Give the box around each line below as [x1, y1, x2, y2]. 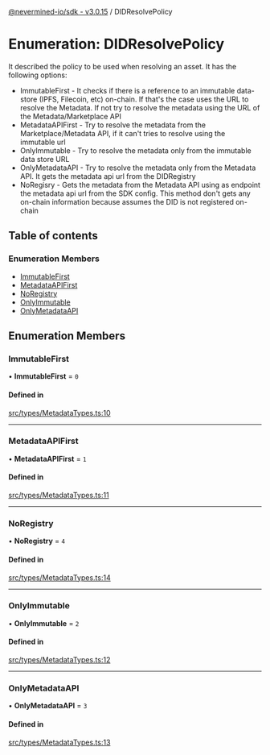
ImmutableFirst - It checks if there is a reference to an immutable [19, 85, 235, 95]
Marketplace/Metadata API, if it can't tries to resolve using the [19, 128, 226, 138]
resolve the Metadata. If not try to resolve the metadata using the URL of [19, 102, 260, 112]
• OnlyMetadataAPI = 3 [8, 701, 88, 711]
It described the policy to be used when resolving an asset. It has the [8, 61, 237, 71]
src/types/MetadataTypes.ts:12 [8, 655, 111, 665]
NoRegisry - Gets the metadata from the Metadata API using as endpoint [19, 180, 261, 189]
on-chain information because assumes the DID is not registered [19, 197, 235, 206]
